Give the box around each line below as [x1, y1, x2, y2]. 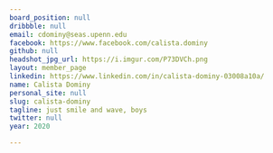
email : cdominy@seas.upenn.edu [9, 30, 127, 39]
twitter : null [9, 113, 63, 122]
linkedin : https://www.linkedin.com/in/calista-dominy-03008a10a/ [9, 72, 265, 81]
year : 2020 [9, 122, 51, 131]
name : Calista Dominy [9, 80, 91, 89]
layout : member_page [9, 64, 88, 73]
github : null [9, 47, 59, 56]
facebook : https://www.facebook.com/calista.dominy [9, 38, 208, 48]
